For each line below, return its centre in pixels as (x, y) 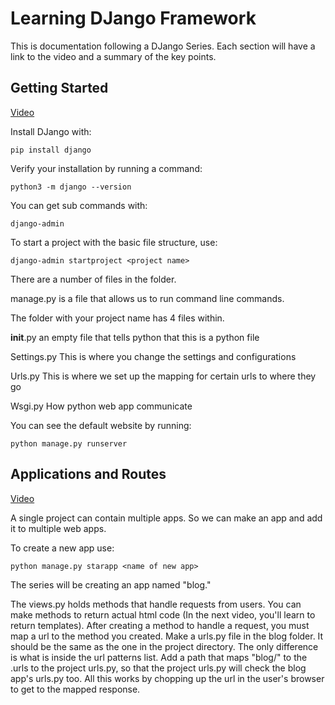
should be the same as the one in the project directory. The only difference (164, 646)
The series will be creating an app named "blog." (111, 584)
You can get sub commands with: (79, 205)
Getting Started (59, 88)
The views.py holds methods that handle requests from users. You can (156, 604)
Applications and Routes (88, 474)
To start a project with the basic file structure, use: (114, 242)
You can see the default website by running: (101, 425)
